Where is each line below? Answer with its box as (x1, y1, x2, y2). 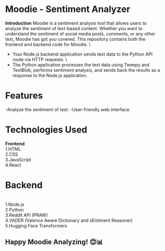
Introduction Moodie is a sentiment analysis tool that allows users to (5, 20, 147, 26)
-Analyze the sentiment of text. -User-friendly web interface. (5, 106, 131, 112)
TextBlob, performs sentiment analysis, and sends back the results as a (12, 67, 160, 73)
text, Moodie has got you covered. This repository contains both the (5, 36, 146, 42)
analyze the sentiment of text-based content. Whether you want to (5, 25, 143, 31)
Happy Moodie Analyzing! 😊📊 (5, 238, 103, 246)
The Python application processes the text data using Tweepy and (12, 62, 149, 68)
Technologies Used (5, 124, 88, 136)
